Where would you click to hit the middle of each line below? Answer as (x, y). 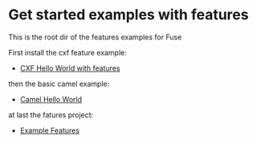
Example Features (50, 130)
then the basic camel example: (59, 84)
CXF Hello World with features (70, 68)
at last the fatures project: (51, 115)
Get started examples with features (128, 15)
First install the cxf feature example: (67, 52)
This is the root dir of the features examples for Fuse (95, 37)
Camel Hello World (51, 99)
